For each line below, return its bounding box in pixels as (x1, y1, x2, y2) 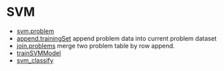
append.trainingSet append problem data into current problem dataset (16, 34, 217, 42)
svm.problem (16, 27, 55, 35)
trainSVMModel (16, 49, 62, 57)
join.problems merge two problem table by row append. (16, 41, 176, 50)
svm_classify (16, 56, 54, 64)
